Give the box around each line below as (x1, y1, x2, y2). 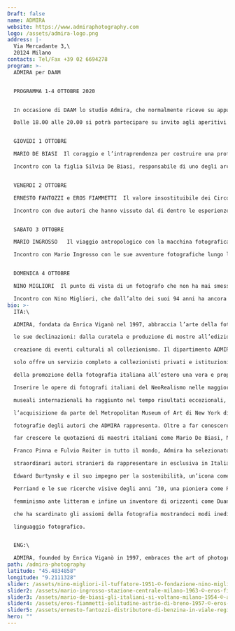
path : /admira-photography (7, 561, 86, 568)
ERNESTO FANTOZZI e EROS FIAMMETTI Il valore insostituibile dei (13, 194, 211, 202)
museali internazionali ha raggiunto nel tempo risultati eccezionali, (13, 396, 227, 403)
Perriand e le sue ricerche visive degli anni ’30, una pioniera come (13, 485, 224, 492)
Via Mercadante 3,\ (13, 43, 71, 50)
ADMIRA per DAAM (13, 69, 61, 76)
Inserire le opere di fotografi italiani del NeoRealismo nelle (13, 384, 205, 391)
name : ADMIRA (7, 17, 45, 24)
